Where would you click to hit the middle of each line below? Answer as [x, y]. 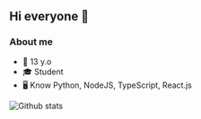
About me [31, 42]
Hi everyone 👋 [49, 17]
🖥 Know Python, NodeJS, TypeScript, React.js [107, 85]
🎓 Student [43, 72]
